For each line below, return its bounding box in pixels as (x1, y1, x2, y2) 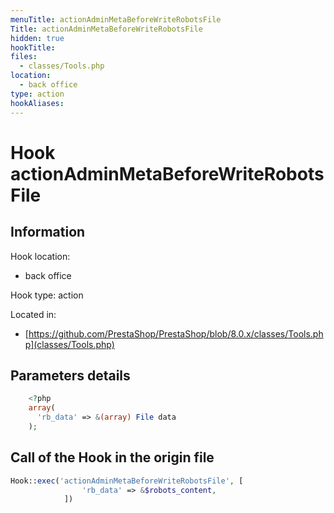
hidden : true (10, 33, 65, 43)
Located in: (10, 308, 57, 320)
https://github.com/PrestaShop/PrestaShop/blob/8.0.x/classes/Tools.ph (28, 327, 324, 340)
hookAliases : (10, 98, 65, 108)
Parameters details (10, 367, 131, 384)
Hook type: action (10, 289, 84, 301)
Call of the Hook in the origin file (10, 449, 215, 466)
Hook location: (10, 250, 71, 262)
